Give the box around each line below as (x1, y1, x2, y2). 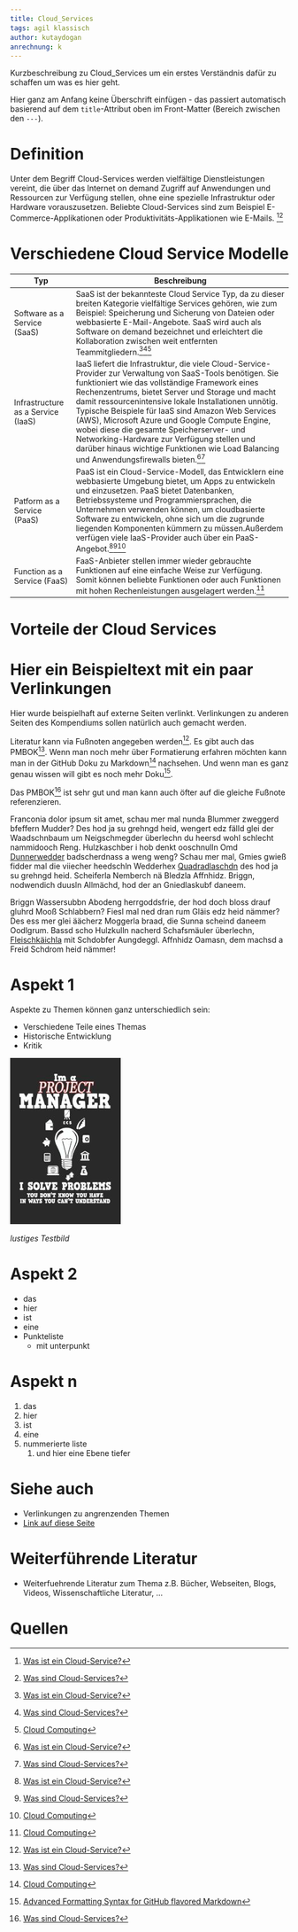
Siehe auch (10, 1478, 94, 1499)
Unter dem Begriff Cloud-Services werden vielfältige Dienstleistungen (10, 174, 265, 184)
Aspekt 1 (10, 975, 74, 994)
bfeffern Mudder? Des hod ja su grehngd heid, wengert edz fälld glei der (10, 822, 275, 833)
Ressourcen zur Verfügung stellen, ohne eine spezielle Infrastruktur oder (10, 192, 276, 203)
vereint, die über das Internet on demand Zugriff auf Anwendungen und (10, 183, 271, 194)
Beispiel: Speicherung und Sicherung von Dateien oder (75, 307, 275, 318)
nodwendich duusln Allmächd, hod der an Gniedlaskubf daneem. (10, 879, 247, 890)
